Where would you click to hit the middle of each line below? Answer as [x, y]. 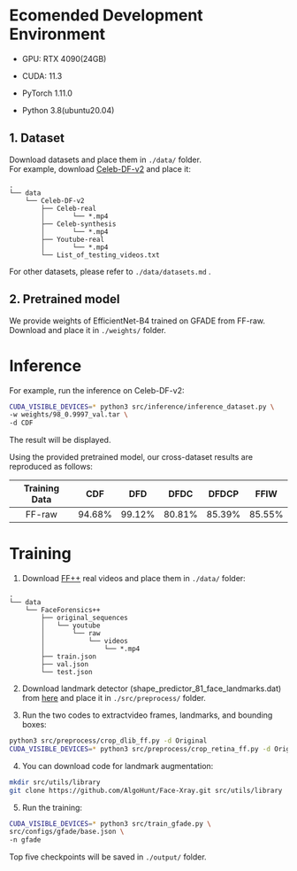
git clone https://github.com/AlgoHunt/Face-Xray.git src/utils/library [146, 790]
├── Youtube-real [72, 239]
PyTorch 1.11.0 [47, 93]
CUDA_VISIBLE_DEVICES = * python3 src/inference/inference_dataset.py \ [142, 407]
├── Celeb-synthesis [79, 224]
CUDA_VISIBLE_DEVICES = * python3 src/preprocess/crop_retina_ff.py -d [140, 749]
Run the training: [52, 807]
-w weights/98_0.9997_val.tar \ [69, 415]
